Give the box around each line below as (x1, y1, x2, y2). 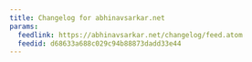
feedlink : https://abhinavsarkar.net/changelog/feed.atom (17, 30, 244, 39)
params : (9, 22, 39, 31)
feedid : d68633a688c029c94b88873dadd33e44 (17, 38, 182, 48)
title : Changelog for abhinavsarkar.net (9, 13, 166, 23)
